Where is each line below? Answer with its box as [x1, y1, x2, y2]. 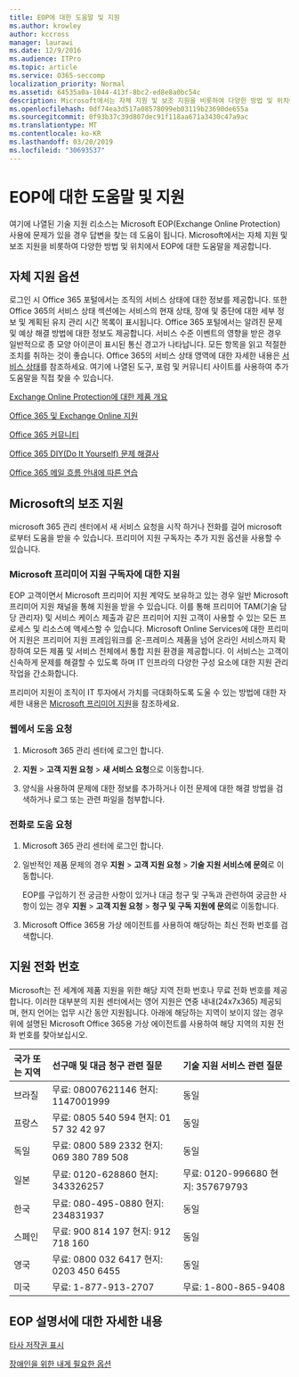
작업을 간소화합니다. [9, 668, 78, 679]
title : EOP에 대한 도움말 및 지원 [9, 12, 120, 22]
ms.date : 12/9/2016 [9, 46, 82, 55]
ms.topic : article [9, 63, 77, 72]
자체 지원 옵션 [9, 269, 80, 284]
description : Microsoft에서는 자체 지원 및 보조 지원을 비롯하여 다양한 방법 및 [9, 95, 273, 105]
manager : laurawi [9, 37, 74, 47]
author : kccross [9, 29, 69, 38]
